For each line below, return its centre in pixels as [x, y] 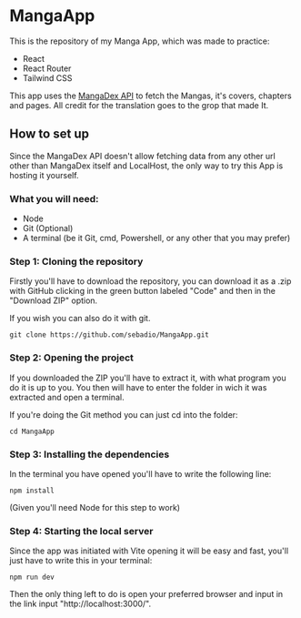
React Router [47, 68]
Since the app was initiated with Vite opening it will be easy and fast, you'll [149, 551]
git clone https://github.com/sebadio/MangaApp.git [109, 335]
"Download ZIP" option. [54, 300]
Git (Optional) [48, 228]
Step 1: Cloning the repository [76, 261]
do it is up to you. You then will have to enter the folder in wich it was [138, 387]
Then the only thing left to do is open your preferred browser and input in [146, 594]
